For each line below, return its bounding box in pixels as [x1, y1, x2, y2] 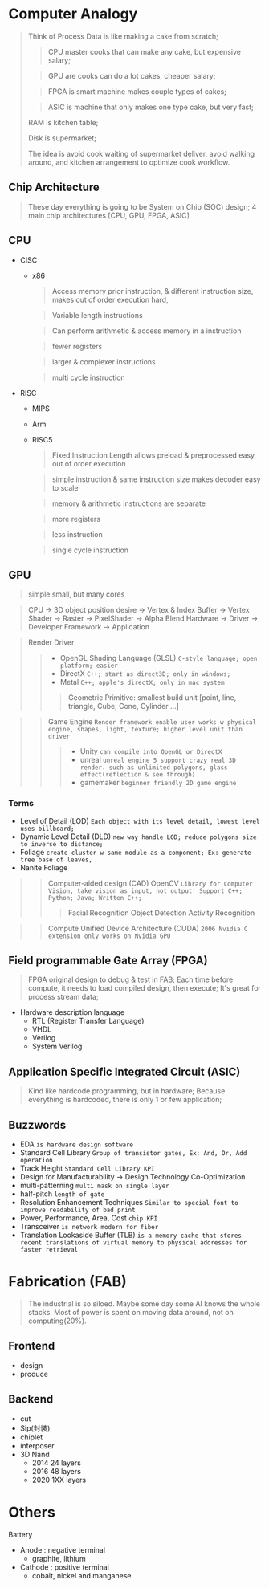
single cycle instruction [51, 545, 129, 555]
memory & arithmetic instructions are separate [51, 499, 206, 508]
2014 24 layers [31, 1458, 82, 1468]
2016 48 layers [31, 1466, 82, 1476]
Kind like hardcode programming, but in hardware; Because [27, 1086, 226, 1096]
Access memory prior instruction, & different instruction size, [51, 286, 254, 295]
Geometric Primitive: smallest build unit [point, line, [67, 693, 237, 702]
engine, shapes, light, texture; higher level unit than [47, 726, 243, 734]
